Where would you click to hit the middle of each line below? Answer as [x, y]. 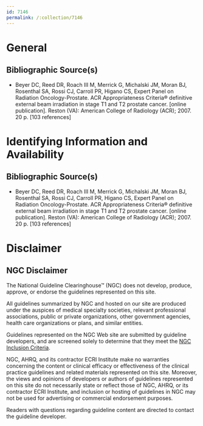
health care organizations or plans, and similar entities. [75, 323]
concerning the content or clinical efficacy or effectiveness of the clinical [98, 366]
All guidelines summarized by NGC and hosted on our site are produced [96, 303]
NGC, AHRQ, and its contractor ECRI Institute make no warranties [88, 359]
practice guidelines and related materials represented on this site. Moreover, [102, 372]
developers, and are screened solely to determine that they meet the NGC [99, 341]
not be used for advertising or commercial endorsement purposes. [90, 398]
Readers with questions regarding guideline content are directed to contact [100, 410]
